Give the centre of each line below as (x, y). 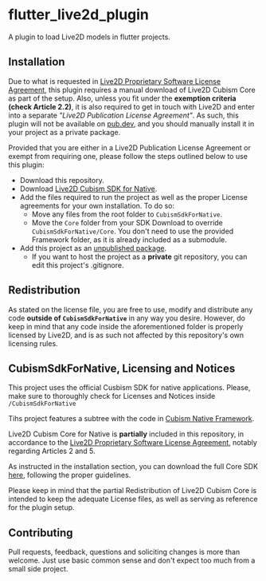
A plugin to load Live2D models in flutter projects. (90, 37)
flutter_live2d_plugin (79, 15)
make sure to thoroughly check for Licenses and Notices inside (112, 396)
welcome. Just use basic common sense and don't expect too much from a (132, 560)
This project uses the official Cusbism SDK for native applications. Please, (129, 388)
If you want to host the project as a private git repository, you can (139, 257)
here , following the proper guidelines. (70, 475)
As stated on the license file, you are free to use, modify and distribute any (131, 309)
